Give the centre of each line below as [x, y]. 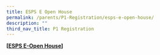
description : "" [27, 23]
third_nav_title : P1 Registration [50, 29]
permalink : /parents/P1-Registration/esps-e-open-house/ [80, 18]
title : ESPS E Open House [39, 12]
